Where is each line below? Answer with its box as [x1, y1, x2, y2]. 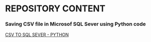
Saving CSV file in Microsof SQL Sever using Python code [5, 21, 146, 28]
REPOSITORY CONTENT [5, 3, 106, 14]
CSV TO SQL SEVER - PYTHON [5, 32, 69, 38]
